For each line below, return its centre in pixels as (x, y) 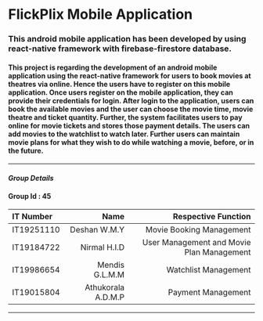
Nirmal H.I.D (103, 247)
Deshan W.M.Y (97, 230)
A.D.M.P (110, 298)
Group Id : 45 (30, 196)
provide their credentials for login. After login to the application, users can (131, 100)
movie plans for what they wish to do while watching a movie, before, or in (131, 142)
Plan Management (218, 252)
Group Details (31, 178)
